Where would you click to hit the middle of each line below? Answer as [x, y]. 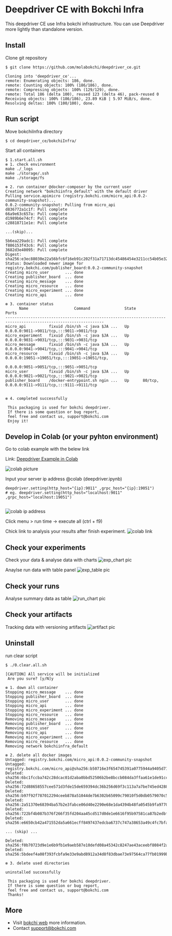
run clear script [21, 656]
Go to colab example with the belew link [47, 449]
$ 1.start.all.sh [24, 160]
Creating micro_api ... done [44, 295]
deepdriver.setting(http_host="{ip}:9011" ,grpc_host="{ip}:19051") [80, 488]
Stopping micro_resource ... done [44, 714]
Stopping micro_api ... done [44, 705]
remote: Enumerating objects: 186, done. [50, 81]
